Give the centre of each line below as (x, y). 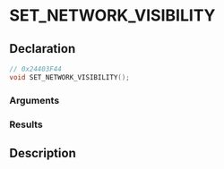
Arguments (34, 100)
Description (43, 153)
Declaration (43, 49)
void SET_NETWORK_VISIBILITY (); (69, 77)
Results (26, 124)
